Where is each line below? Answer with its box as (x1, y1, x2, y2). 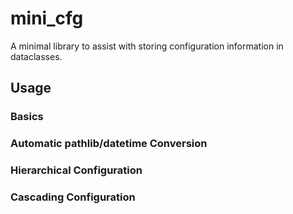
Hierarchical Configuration (10, 163, 143, 177)
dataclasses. (10, 50, 63, 62)
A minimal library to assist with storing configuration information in (10, 40, 284, 52)
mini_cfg (10, 7, 84, 30)
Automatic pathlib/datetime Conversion (10, 137, 208, 151)
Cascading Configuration (10, 190, 136, 204)
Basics (10, 110, 44, 124)
